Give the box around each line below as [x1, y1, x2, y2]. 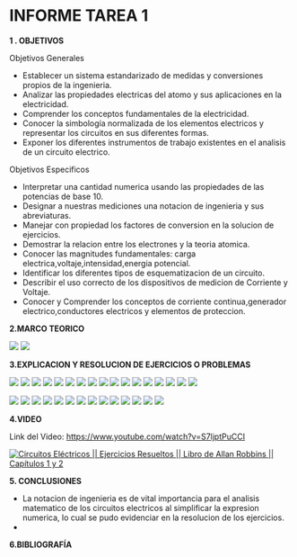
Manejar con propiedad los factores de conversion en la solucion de [22, 220, 275, 230]
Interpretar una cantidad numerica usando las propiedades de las [22, 181, 265, 192]
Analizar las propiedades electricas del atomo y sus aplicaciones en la [22, 89, 283, 100]
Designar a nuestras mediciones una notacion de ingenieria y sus [22, 200, 265, 211]
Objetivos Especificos [9, 164, 90, 175]
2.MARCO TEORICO [9, 323, 85, 334]
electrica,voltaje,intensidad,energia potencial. [22, 257, 191, 268]
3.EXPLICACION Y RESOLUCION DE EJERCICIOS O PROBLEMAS [9, 359, 251, 370]
